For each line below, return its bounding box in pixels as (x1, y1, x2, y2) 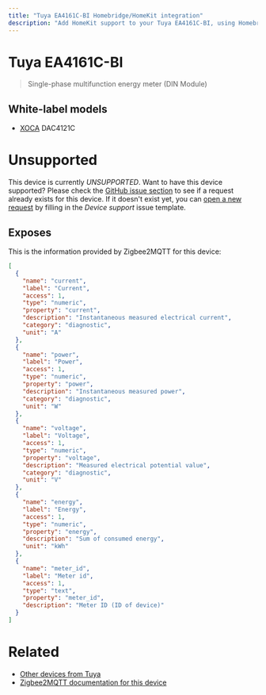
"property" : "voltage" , (22, 454, 101, 462)
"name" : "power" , (22, 351, 80, 359)
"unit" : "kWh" (22, 543, 69, 551)
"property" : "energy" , (22, 528, 97, 536)
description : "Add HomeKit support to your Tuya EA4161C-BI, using (8, 19, 236, 27)
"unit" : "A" (22, 328, 62, 336)
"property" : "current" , (22, 306, 101, 314)
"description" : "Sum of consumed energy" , (22, 535, 165, 543)
